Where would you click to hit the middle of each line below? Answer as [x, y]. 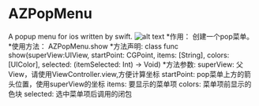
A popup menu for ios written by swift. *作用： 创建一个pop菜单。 [131, 36]
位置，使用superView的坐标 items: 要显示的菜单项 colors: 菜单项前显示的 [133, 84]
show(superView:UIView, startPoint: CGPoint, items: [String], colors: [119, 55]
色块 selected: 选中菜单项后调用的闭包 [70, 93]
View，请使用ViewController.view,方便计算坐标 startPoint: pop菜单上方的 [126, 74]
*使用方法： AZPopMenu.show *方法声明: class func [94, 46]
